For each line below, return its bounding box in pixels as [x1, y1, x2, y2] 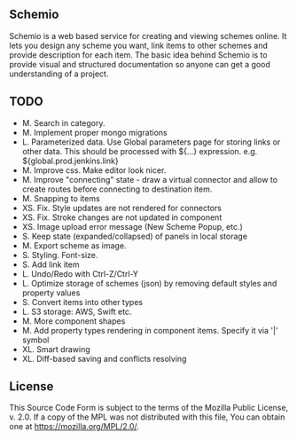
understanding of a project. [9, 68, 109, 79]
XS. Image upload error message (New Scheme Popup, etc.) [21, 221, 244, 232]
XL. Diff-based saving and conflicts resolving [21, 353, 187, 364]
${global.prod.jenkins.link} [21, 155, 119, 166]
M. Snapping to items [21, 192, 100, 203]
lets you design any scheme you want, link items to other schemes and [9, 40, 269, 51]
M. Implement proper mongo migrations [21, 127, 168, 137]
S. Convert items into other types [21, 296, 144, 307]
